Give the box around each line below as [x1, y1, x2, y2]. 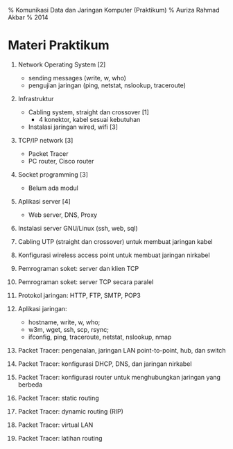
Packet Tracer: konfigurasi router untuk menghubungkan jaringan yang [17, 373, 221, 381]
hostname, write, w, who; [28, 318, 101, 326]
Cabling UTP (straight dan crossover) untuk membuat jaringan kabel [17, 237, 213, 245]
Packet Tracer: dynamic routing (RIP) [17, 407, 124, 415]
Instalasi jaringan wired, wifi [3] [28, 123, 119, 131]
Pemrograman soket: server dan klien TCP [17, 264, 139, 272]
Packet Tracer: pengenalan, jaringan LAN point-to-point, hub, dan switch [17, 346, 226, 354]
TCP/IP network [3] [17, 136, 74, 144]
